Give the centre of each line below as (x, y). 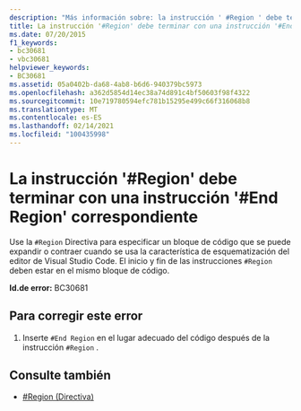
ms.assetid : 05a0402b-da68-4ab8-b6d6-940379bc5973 (106, 84)
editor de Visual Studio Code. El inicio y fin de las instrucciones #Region (141, 260)
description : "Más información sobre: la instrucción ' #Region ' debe (146, 17)
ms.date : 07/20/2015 (48, 34)
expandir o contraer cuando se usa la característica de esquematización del (149, 251)
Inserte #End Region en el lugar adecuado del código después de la (146, 337)
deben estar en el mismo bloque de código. (90, 270)
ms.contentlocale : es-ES (56, 118)
